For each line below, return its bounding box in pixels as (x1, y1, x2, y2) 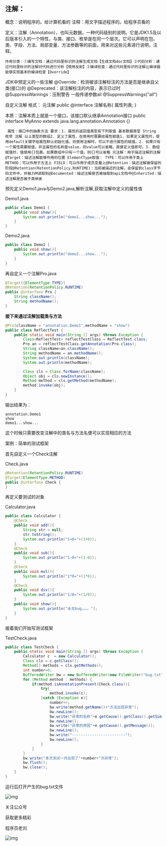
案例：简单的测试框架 (5, 440, 49, 446)
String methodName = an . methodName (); (23, 351, 103, 356)
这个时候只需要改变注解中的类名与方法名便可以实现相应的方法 (5, 429, 132, 435)
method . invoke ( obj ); (23, 383, 66, 388)
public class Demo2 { (5, 242, 50, 247)
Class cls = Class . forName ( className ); (23, 369, 106, 374)
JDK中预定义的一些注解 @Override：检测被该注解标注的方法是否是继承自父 (5, 79, 159, 85)
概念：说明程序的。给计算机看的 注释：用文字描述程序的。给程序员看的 (5, 19, 150, 25)
